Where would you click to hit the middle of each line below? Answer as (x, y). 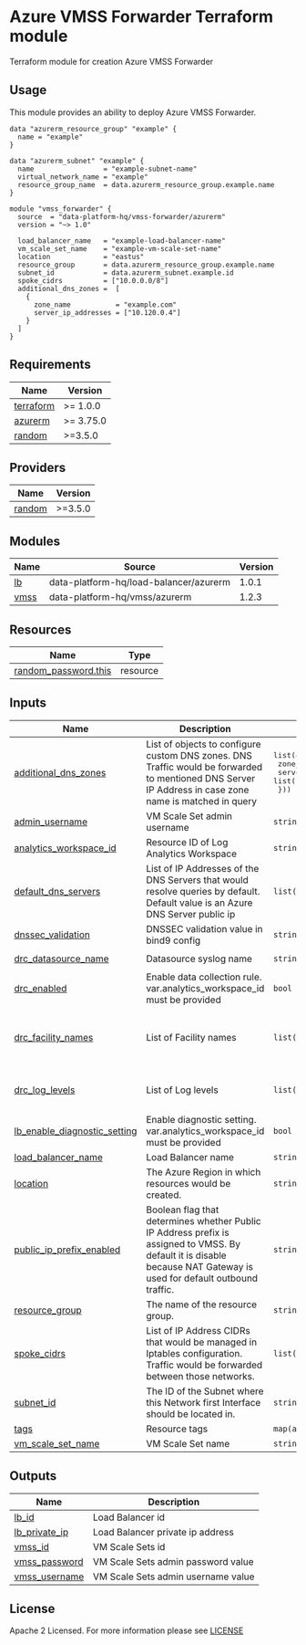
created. (163, 1195)
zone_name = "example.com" (105, 304)
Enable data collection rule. (204, 977)
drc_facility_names (54, 1038)
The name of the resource (201, 1304)
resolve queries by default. (203, 891)
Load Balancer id (129, 1517)
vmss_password (49, 1561)
